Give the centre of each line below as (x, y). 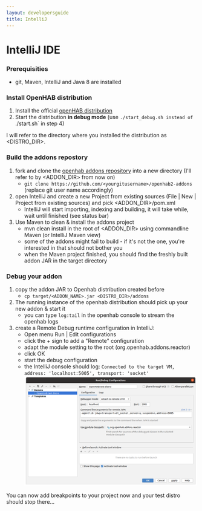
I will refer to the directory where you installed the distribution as (87, 135)
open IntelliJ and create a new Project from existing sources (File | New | (106, 196)
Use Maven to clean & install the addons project (74, 222)
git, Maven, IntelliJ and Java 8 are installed (68, 82)
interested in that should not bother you (73, 247)
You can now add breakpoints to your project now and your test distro (93, 495)
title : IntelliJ (27, 19)
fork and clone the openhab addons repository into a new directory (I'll (103, 171)
